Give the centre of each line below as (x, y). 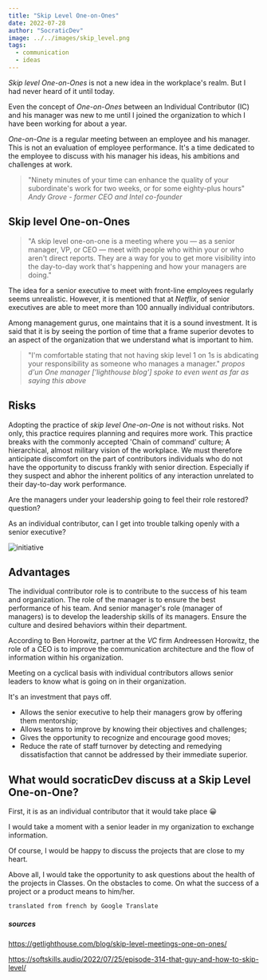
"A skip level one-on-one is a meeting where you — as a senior (131, 241)
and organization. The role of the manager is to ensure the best (112, 600)
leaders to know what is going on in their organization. (97, 681)
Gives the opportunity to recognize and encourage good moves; (125, 738)
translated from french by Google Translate (83, 906)
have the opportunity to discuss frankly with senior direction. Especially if (129, 467)
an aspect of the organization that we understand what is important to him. (131, 339)
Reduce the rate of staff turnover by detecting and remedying (121, 747)
